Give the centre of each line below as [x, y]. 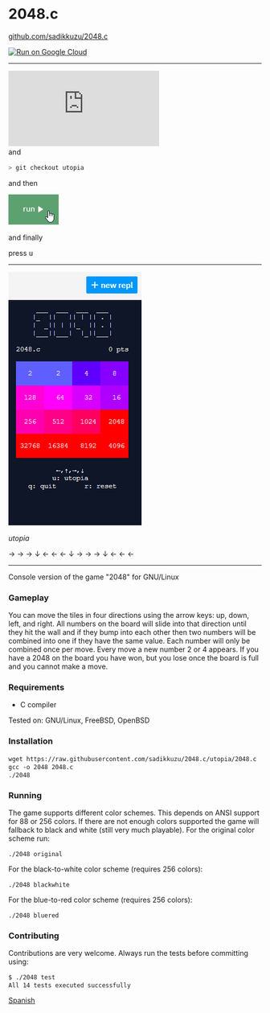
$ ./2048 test [32, 978]
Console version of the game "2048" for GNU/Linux [94, 577]
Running [25, 795]
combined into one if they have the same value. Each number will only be [129, 641]
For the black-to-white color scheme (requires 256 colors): [106, 869]
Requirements [37, 687]
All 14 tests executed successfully [70, 986]
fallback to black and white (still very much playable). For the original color [131, 830]
